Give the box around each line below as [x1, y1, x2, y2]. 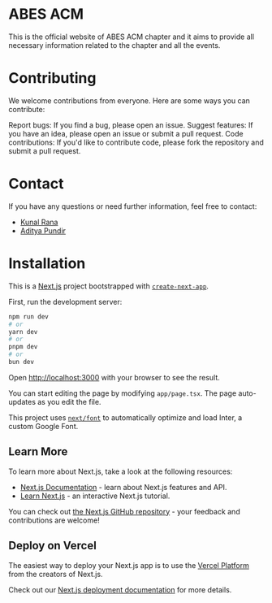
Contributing [8, 69, 97, 88]
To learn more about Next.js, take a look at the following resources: [8, 466, 233, 476]
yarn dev [8, 328, 38, 336]
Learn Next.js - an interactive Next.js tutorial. [19, 491, 171, 501]
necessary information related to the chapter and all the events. [8, 40, 221, 50]
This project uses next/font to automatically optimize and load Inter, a [8, 412, 243, 423]
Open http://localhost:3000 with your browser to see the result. [8, 372, 221, 382]
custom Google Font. [8, 421, 79, 431]
